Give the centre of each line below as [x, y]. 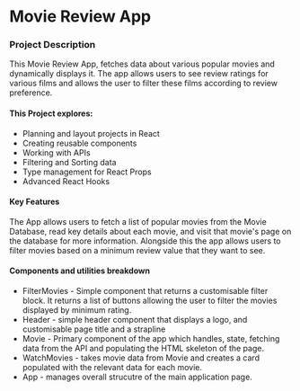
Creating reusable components [79, 143]
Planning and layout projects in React [91, 133]
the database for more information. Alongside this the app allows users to [145, 241]
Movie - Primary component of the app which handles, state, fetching [151, 339]
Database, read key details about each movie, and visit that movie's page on [150, 231]
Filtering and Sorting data [69, 162]
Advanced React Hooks [66, 181]
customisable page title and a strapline [94, 329]
